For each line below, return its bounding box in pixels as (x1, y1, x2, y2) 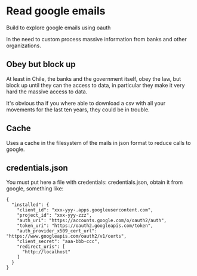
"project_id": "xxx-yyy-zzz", (17, 213, 93, 219)
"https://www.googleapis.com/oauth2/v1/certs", (6, 233, 127, 239)
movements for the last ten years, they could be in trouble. (6, 106, 150, 113)
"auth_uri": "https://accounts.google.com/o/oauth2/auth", (17, 217, 167, 224)
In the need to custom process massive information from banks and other (6, 35, 187, 43)
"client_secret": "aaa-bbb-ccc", (17, 238, 100, 245)
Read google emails (6, 4, 106, 18)
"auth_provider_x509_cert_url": (17, 228, 97, 234)
